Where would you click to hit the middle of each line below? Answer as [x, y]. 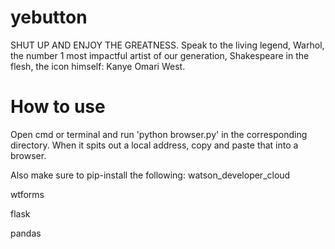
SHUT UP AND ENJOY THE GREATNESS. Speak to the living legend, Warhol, [167, 45]
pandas [26, 233]
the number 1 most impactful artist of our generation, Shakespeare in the [160, 55]
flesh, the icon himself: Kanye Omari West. [98, 66]
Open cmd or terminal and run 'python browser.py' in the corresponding [159, 134]
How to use [58, 107]
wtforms [27, 194]
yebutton [49, 17]
